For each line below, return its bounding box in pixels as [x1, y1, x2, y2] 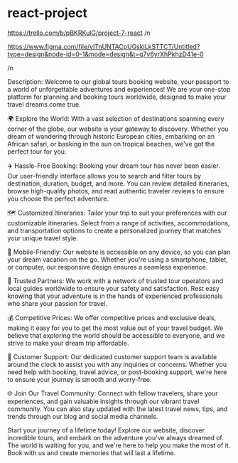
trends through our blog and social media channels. [7, 412, 158, 420]
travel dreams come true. [7, 100, 82, 108]
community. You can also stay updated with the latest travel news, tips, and [7, 404, 228, 413]
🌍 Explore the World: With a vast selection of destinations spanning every [7, 114, 225, 122]
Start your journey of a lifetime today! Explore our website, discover [7, 425, 205, 435]
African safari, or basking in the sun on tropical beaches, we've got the [7, 139, 215, 148]
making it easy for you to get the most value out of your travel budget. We [7, 324, 224, 332]
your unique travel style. [7, 233, 78, 243]
